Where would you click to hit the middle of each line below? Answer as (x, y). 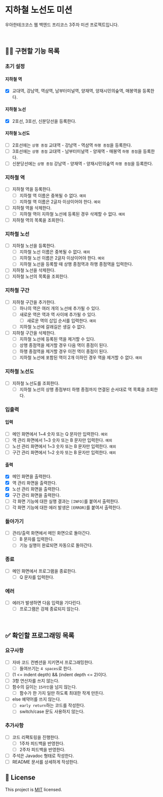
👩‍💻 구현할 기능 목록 (32, 51)
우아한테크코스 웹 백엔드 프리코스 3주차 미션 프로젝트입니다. (62, 25)
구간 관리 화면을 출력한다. (36, 495)
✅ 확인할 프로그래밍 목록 (40, 635)
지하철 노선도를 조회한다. (36, 383)
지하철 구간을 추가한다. (34, 302)
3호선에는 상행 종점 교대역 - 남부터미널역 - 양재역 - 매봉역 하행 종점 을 (77, 151)
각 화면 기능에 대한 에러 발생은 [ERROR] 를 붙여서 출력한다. (67, 507)
